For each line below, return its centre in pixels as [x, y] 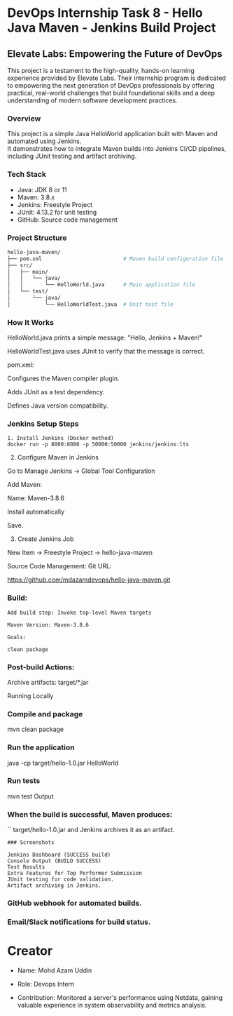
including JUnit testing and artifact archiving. [72, 156]
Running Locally [30, 695]
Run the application [41, 747]
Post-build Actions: [41, 667]
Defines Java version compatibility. [58, 406]
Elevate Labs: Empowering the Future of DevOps [115, 54]
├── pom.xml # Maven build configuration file [115, 259]
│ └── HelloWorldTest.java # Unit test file [90, 304]
